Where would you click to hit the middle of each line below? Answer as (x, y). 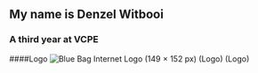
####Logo (28, 58)
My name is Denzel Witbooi (87, 15)
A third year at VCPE (54, 40)
